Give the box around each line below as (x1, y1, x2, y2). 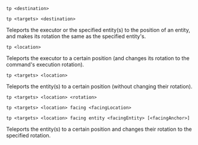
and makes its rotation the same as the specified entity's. (6, 33, 146, 40)
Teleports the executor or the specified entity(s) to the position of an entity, (6, 27, 190, 33)
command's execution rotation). (6, 61, 84, 68)
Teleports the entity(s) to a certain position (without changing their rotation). (6, 83, 193, 90)
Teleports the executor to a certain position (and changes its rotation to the (6, 55, 190, 62)
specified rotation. (6, 132, 51, 139)
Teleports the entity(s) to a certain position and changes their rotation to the (6, 125, 192, 133)
